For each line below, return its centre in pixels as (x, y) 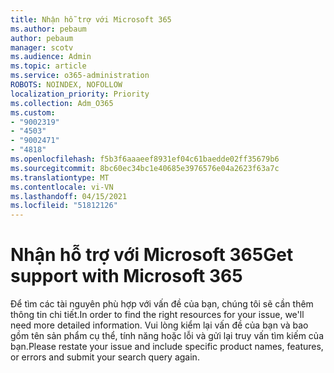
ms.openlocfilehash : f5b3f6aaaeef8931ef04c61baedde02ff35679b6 (145, 159)
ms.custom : (33, 112)
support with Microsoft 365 (126, 276)
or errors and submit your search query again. (105, 357)
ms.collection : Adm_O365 (62, 103)
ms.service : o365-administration (80, 76)
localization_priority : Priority (80, 94)
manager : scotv (42, 47)
